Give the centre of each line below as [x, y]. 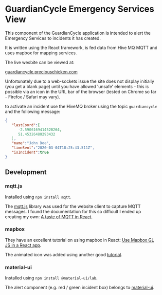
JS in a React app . [23, 245]
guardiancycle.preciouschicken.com [41, 71]
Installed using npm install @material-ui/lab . [51, 278]
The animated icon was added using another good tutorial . [64, 254]
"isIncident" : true [30, 153]
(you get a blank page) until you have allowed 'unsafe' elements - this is [77, 86]
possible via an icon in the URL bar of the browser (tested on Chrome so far [81, 91]
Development [26, 172]
